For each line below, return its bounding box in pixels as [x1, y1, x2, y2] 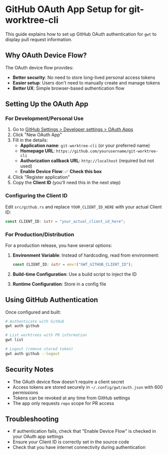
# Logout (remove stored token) [5, 347, 73, 352]
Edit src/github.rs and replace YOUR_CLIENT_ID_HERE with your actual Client [5, 203, 162, 210]
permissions [12, 389, 38, 395]
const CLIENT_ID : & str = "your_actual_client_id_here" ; [5, 219, 125, 224]
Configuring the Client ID [5, 192, 68, 199]
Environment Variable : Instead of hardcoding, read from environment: [12, 252, 159, 258]
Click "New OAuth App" [12, 132, 62, 138]
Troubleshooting [5, 415, 59, 424]
